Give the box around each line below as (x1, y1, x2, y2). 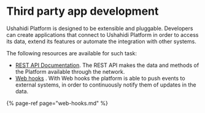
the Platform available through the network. (15, 68, 125, 75)
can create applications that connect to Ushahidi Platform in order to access (6, 31, 199, 38)
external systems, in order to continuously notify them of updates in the (15, 81, 196, 88)
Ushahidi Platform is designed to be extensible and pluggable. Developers (6, 25, 193, 32)
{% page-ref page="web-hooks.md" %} (6, 99, 109, 107)
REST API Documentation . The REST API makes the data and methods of (15, 61, 199, 69)
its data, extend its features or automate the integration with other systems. (6, 37, 196, 45)
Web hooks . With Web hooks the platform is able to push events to (15, 74, 185, 82)
